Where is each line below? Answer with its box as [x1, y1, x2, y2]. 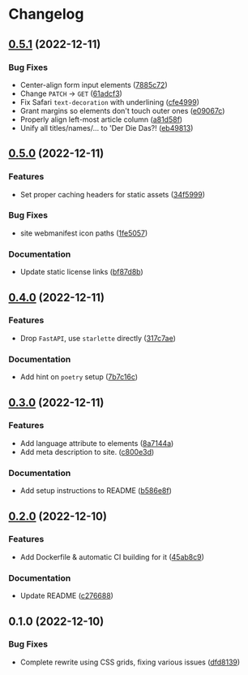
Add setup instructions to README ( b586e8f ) [19, 486, 173, 495]
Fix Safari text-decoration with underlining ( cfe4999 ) [19, 97, 200, 106]
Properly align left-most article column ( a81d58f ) [19, 115, 183, 124]
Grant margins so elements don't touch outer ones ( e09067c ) [19, 106, 225, 115]
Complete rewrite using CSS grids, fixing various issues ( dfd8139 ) [19, 657, 241, 667]
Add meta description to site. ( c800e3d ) [19, 447, 155, 456]
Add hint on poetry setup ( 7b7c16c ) [19, 372, 139, 382]
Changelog [8, 5, 84, 24]
